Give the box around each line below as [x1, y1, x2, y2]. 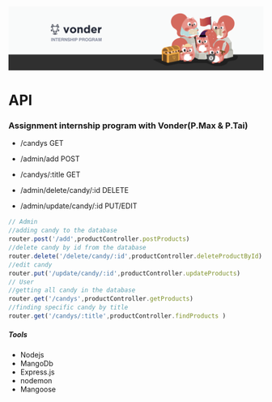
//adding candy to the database [8, 226, 117, 235]
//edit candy [8, 260, 53, 269]
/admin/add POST [19, 154, 80, 164]
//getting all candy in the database [8, 286, 136, 294]
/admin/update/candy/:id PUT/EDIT [19, 201, 138, 211]
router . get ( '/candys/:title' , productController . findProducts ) [8, 312, 227, 320]
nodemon [19, 375, 53, 385]
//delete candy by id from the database [8, 244, 147, 252]
